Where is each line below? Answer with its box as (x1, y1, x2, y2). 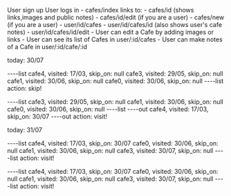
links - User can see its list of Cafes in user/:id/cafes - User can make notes (7, 35, 223, 44)
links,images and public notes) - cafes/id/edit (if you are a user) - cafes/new (7, 13, 225, 21)
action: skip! (7, 84, 42, 92)
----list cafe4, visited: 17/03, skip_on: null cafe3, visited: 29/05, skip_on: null (7, 69, 223, 78)
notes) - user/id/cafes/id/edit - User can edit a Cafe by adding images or (7, 28, 214, 36)
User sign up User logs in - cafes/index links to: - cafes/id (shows (7, 6, 194, 14)
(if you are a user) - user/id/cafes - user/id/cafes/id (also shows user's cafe (7, 21, 223, 28)
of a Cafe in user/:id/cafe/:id (7, 43, 88, 51)
